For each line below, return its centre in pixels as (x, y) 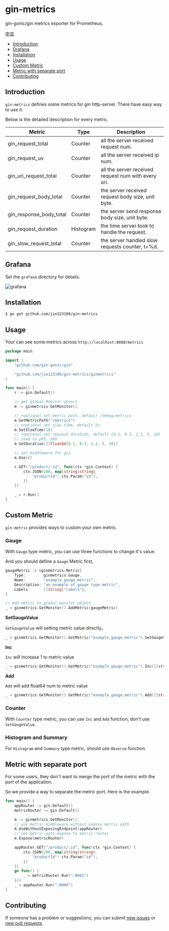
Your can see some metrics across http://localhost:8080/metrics (74, 342)
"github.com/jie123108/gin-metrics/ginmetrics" (65, 374)
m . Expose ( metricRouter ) (39, 838)
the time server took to (127, 226)
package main (19, 351)
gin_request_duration (33, 229)
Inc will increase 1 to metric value (40, 657)
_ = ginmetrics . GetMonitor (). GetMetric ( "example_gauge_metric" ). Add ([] (82, 695)
